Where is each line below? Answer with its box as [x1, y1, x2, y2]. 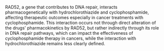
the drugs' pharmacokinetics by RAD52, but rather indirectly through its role [5, 25, 159, 31]
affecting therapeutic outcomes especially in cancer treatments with [5, 15, 144, 20]
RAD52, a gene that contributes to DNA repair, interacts [5, 4, 118, 10]
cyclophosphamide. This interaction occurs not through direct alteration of [5, 20, 156, 25]
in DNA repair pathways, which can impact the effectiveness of [5, 30, 133, 36]
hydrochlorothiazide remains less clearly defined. [5, 41, 105, 46]
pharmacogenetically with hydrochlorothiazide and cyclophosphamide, [5, 9, 149, 15]
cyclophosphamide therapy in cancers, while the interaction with [5, 35, 136, 41]
